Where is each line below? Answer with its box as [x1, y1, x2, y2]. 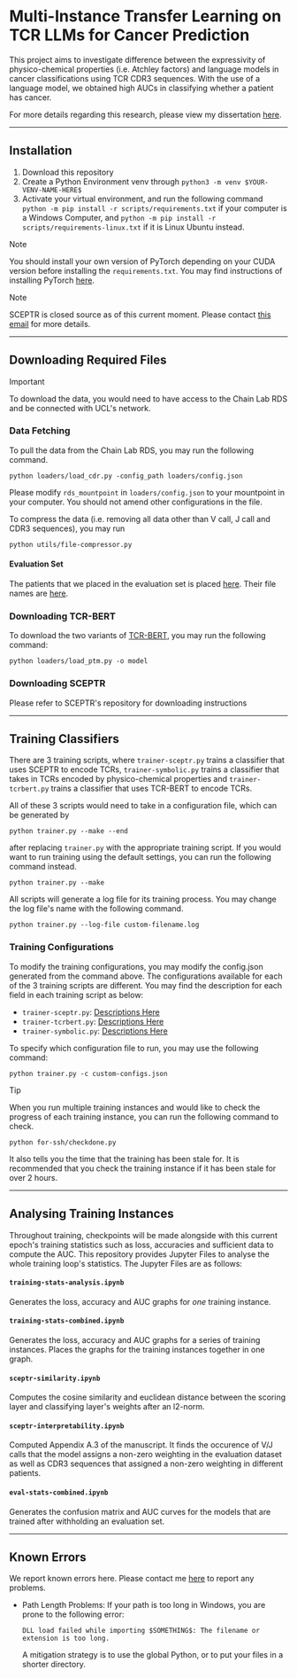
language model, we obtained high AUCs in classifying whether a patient [9, 82, 274, 93]
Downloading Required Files [9, 353, 167, 368]
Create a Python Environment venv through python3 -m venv [21, 176, 241, 187]
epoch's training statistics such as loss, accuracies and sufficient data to [9, 1239, 274, 1250]
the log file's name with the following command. [9, 903, 184, 914]
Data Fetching [9, 425, 71, 437]
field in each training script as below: [9, 989, 144, 1000]
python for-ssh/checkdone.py [9, 1137, 117, 1147]
